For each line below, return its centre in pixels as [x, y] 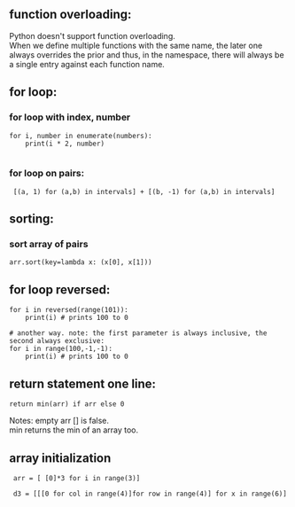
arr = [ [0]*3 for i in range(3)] [77, 478]
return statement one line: [83, 383]
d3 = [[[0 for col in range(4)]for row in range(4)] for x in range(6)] [150, 494]
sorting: [32, 219]
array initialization [60, 458]
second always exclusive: [57, 341]
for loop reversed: [60, 289]
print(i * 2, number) [65, 144]
